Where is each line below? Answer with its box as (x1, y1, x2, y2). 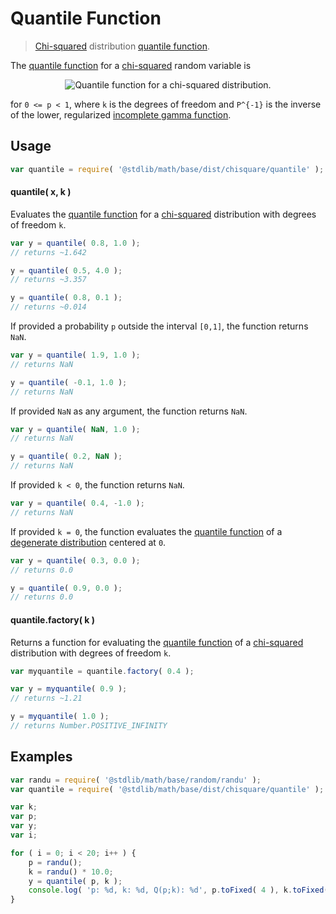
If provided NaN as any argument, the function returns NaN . (10, 405, 248, 417)
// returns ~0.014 (10, 302, 87, 312)
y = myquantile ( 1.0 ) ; (10, 712, 110, 722)
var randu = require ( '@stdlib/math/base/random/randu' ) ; (10, 775, 262, 785)
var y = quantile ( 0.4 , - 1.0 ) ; (10, 498, 145, 509)
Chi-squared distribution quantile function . (34, 40, 210, 52)
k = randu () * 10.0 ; (28, 867, 114, 877)
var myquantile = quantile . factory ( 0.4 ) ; (10, 666, 195, 676)
